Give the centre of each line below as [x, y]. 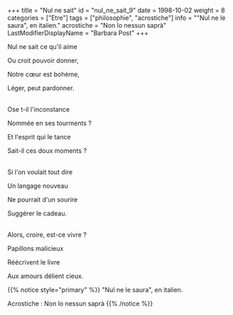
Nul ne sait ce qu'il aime [43, 47]
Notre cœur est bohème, [44, 74]
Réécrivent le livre [34, 262]
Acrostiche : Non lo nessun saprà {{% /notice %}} [80, 304]
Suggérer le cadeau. [37, 213]
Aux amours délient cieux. [45, 276]
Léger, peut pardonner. [41, 88]
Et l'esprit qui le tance [39, 137]
